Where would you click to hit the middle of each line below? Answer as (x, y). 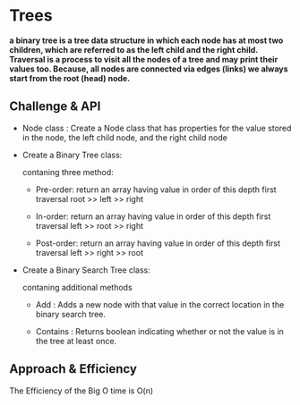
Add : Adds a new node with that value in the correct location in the (160, 304)
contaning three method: (68, 172)
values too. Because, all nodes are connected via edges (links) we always (149, 69)
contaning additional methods (77, 287)
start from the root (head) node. (70, 78)
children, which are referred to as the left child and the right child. (133, 49)
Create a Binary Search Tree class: (86, 270)
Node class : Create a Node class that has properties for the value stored (157, 128)
